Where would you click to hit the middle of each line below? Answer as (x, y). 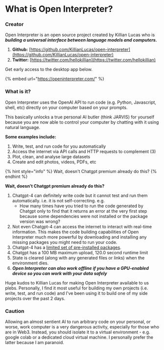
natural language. (23, 127)
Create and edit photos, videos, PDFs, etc (54, 162)
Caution (15, 311)
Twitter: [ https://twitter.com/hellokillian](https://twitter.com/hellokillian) (84, 60)
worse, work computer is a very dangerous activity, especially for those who (82, 327)
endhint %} (16, 176)
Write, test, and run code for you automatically (59, 146)
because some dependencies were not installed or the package (83, 216)
